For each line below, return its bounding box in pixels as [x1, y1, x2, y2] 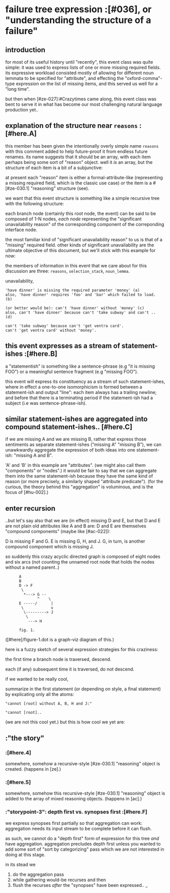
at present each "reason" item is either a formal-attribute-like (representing [5, 174, 163, 180]
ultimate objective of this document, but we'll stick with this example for [5, 247, 156, 253]
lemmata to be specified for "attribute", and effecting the [5, 75, 124, 81]
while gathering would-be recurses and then [12, 877, 106, 883]
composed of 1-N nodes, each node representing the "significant [5, 215, 142, 222]
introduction [5, 45, 46, 54]
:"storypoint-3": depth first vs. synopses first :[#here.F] [5, 808, 148, 816]
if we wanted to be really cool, [5, 676, 69, 682]
